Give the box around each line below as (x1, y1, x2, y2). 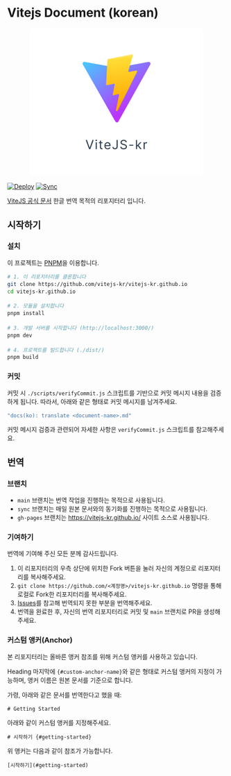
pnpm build (7, 354, 39, 361)
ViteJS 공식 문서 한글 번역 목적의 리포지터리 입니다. (7, 196, 146, 205)
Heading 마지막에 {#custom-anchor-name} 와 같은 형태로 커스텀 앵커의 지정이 (7, 667, 215, 675)
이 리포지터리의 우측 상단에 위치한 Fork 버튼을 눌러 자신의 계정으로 (17, 564, 197, 573)
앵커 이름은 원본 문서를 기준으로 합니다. (27, 675, 133, 684)
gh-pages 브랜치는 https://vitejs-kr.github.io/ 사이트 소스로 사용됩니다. (17, 514, 209, 522)
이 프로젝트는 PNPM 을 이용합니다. (7, 258, 99, 267)
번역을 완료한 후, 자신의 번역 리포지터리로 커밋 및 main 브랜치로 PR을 (17, 607, 203, 616)
